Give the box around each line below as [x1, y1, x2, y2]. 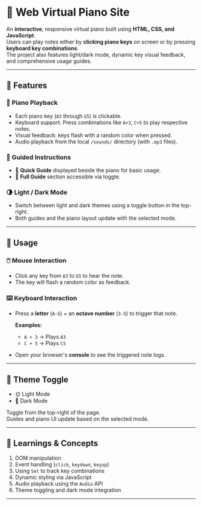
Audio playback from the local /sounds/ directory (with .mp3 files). [14, 138, 178, 145]
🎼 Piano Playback [6, 99, 58, 107]
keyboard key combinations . [6, 45, 79, 52]
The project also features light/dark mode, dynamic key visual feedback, [6, 51, 186, 58]
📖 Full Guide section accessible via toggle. [14, 173, 121, 180]
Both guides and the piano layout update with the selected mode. [14, 215, 177, 222]
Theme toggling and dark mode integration [14, 486, 121, 494]
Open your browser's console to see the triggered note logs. [14, 351, 166, 359]
